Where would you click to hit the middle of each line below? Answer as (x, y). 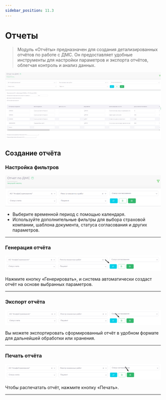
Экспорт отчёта (25, 301)
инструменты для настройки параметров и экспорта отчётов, (83, 60)
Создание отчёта (33, 153)
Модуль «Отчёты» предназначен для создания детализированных (87, 49)
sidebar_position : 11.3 (30, 10)
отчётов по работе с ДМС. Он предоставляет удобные (75, 55)
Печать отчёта (23, 355)
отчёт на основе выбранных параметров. (49, 285)
